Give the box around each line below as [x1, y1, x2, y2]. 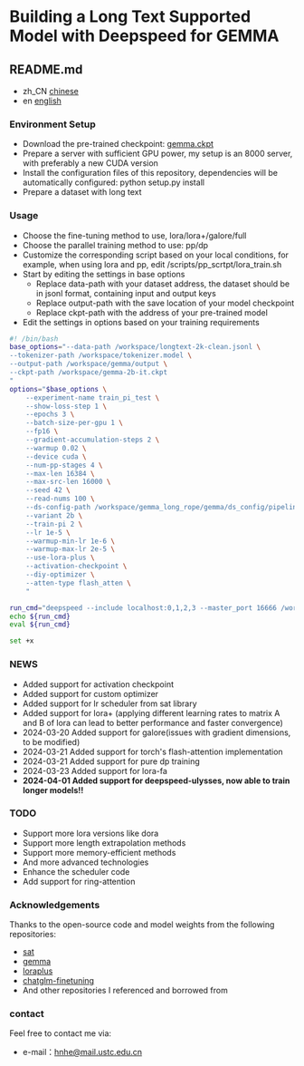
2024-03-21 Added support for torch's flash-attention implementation [22, 746, 283, 757]
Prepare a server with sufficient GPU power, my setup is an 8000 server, [22, 148, 293, 160]
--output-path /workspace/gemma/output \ [9, 360, 168, 369]
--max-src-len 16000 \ [25, 478, 111, 487]
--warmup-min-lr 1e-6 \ [25, 537, 116, 546]
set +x [9, 636, 34, 645]
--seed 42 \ [25, 486, 71, 495]
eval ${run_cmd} [9, 620, 71, 629]
